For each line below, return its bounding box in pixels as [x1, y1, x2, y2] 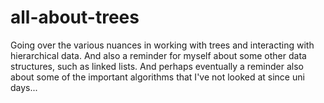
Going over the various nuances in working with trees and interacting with [10, 39, 315, 51]
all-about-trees [10, 6, 140, 29]
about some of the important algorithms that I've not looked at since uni [10, 71, 305, 83]
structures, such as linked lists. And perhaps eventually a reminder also [10, 60, 304, 72]
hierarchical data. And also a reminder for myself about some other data [10, 49, 307, 61]
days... [10, 81, 38, 93]
